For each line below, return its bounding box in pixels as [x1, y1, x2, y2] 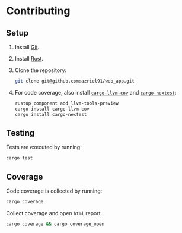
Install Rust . [14, 55, 43, 62]
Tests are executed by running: [6, 144, 82, 151]
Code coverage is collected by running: [6, 187, 103, 194]
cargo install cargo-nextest [14, 111, 87, 117]
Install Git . [14, 43, 40, 51]
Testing [6, 128, 35, 138]
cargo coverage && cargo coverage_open [6, 221, 105, 227]
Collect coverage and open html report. [6, 209, 103, 216]
